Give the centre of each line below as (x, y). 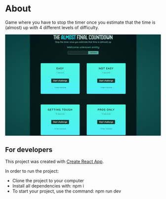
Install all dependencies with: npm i (48, 186)
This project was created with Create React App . (55, 161)
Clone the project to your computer (48, 181)
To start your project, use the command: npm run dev (67, 191)
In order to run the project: (32, 171)
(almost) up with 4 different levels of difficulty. (52, 27)
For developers (29, 149)
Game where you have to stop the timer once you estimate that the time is (80, 22)
